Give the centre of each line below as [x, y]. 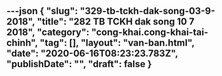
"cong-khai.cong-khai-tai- [150, 32]
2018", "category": [48, 32]
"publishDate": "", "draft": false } [79, 64]
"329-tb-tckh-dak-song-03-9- [148, 11]
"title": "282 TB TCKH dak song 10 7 [115, 22]
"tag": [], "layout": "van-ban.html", [117, 43]
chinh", [22, 43]
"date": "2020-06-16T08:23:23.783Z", [92, 54]
